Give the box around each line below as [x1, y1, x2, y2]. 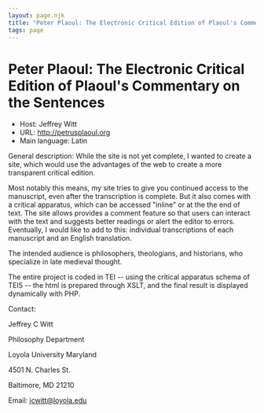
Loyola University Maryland [8, 350, 97, 360]
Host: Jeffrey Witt [19, 120, 77, 129]
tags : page [8, 26, 44, 34]
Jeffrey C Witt [8, 319, 53, 329]
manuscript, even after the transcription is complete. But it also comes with [8, 192, 251, 201]
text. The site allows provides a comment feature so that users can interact [8, 208, 251, 218]
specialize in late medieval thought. [8, 257, 123, 267]
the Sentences [8, 94, 105, 111]
